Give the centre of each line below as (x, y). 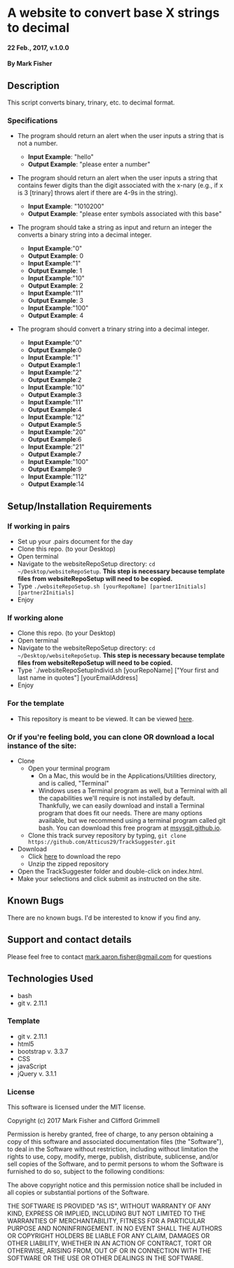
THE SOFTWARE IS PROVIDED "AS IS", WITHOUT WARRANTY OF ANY (109, 1206)
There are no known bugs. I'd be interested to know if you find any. (104, 918)
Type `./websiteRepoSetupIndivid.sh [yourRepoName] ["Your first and (118, 670)
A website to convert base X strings (113, 13)
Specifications (33, 121)
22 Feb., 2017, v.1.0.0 (38, 48)
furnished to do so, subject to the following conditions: (86, 1171)
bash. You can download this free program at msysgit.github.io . (130, 828)
